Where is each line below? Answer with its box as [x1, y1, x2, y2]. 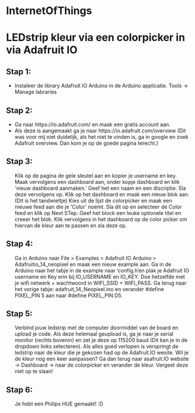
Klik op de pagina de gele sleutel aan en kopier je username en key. [14, 172, 177, 179]
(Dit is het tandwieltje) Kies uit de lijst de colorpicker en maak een [14, 197, 172, 204]
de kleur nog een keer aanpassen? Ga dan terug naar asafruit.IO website [14, 356, 190, 363]
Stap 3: [6, 156, 33, 166]
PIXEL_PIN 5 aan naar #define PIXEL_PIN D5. [14, 292, 123, 299]
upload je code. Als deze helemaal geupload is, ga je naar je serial [14, 330, 174, 337]
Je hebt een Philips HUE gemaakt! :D [14, 400, 103, 408]
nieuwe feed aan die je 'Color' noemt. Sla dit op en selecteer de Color [14, 203, 182, 210]
